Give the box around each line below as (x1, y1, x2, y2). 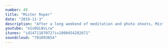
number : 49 (5, 7, 28, 12)
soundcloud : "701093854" (5, 35, 57, 40)
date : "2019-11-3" (5, 16, 43, 21)
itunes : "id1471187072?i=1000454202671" (5, 30, 91, 35)
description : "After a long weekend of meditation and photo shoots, (5, 21, 153, 26)
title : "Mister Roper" (5, 12, 52, 17)
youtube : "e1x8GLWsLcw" (5, 26, 55, 31)
